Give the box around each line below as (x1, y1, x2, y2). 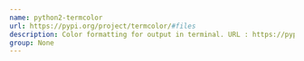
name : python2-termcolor (9, 13, 103, 22)
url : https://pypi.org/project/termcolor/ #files (9, 22, 196, 30)
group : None (9, 38, 54, 48)
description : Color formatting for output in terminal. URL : (9, 30, 249, 39)
